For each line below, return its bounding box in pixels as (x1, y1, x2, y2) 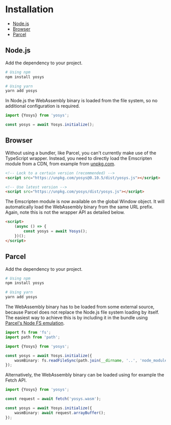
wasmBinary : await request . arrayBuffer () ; (14, 410, 106, 415)
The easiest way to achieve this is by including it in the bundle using (5, 315, 148, 320)
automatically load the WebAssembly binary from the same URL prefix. (5, 204, 154, 210)
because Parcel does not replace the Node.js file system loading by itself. (5, 309, 159, 315)
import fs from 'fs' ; (5, 330, 51, 335)
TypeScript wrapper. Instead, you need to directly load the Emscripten (5, 155, 153, 161)
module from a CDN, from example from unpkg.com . (5, 160, 116, 167)
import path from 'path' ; (5, 335, 60, 340)
